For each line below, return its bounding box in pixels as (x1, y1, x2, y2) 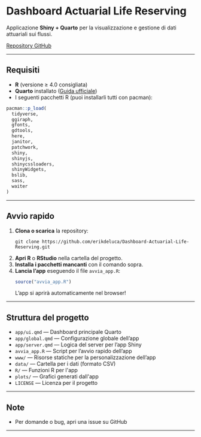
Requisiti (6, 65, 40, 76)
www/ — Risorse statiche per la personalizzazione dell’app (14, 354, 156, 361)
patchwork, (11, 144, 39, 150)
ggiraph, (11, 116, 33, 122)
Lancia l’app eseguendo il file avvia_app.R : (14, 267, 121, 274)
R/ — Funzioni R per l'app (14, 367, 78, 374)
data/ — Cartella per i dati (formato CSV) (14, 360, 116, 367)
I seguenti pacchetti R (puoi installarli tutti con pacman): (14, 94, 153, 101)
